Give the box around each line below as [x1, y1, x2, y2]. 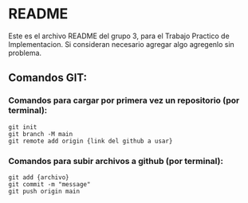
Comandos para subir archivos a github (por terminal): [8, 155, 223, 166]
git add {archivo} [8, 173, 69, 182]
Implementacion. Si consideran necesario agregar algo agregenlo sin [8, 39, 235, 49]
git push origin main [8, 187, 81, 195]
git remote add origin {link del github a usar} [8, 137, 173, 145]
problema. [8, 48, 42, 57]
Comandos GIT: [8, 71, 88, 84]
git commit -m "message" [8, 180, 91, 188]
